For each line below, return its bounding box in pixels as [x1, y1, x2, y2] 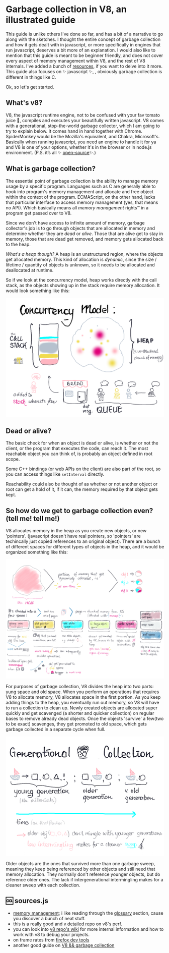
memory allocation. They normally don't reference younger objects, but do [6, 871, 160, 877]
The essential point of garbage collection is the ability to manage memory [6, 178, 158, 184]
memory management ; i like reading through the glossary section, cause [13, 910, 163, 916]
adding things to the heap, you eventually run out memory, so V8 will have [6, 699, 159, 705]
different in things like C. [6, 74, 57, 80]
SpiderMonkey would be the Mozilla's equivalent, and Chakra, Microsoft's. [6, 133, 160, 139]
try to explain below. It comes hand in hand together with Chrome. [6, 128, 143, 134]
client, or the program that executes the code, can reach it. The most [6, 445, 148, 452]
